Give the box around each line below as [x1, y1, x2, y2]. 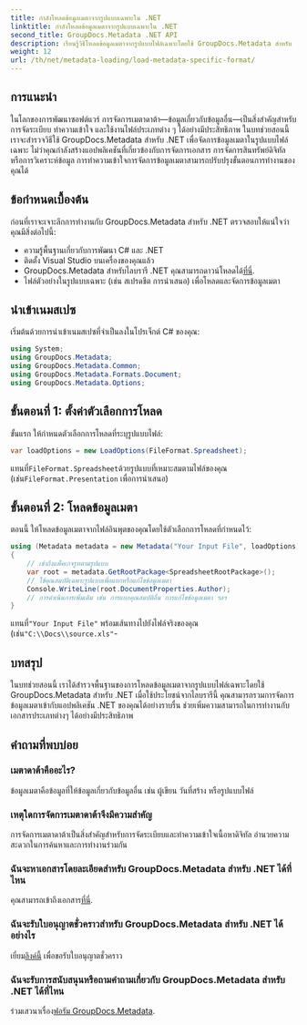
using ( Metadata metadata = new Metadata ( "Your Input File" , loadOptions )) [10, 542, 304, 551]
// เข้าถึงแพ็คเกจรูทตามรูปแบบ [26, 559, 108, 569]
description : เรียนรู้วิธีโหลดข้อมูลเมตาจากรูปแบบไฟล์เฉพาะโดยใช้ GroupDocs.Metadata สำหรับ [10, 38, 292, 48]
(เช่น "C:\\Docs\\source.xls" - [10, 628, 118, 639]
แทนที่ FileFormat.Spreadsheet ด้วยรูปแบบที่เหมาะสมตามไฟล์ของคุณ [10, 462, 228, 474]
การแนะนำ [10, 89, 57, 105]
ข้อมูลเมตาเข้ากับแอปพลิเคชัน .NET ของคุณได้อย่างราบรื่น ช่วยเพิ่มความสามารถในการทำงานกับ [10, 700, 290, 711]
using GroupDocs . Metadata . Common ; [10, 362, 142, 371]
